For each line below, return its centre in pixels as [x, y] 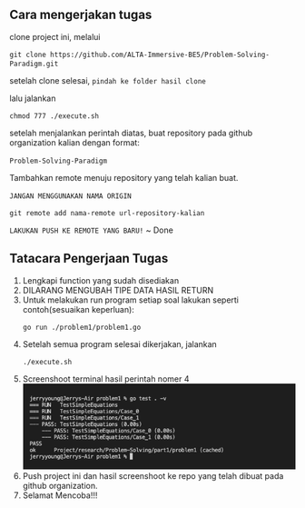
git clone [28, 55]
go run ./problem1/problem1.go [82, 327]
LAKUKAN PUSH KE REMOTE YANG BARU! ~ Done [92, 230]
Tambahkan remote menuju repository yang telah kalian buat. [124, 177]
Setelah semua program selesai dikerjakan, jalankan [120, 344]
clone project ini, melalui [55, 36]
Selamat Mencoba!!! [60, 495]
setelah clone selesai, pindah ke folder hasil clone [108, 80]
